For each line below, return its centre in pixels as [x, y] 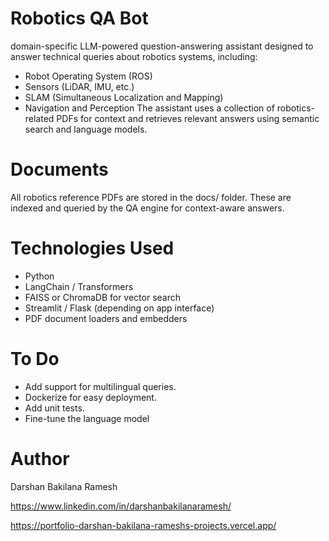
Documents [59, 169]
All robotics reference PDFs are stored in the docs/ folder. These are [151, 197]
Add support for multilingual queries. [100, 386]
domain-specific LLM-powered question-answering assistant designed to [162, 46]
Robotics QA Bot [79, 18]
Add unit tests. [54, 408]
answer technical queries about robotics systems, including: [134, 56]
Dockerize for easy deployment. [90, 397]
